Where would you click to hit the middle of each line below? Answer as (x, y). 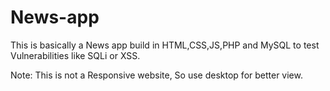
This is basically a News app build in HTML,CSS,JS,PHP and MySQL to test (165, 45)
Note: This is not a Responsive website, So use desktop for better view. (156, 75)
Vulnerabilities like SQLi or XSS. (75, 55)
